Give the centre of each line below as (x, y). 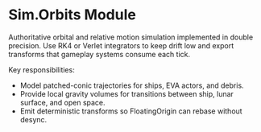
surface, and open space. (63, 102)
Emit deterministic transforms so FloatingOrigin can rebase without (131, 111)
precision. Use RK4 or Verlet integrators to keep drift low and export (121, 45)
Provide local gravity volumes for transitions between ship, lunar (126, 93)
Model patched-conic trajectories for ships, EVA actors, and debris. (132, 85)
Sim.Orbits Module (72, 15)
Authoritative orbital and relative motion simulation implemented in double (131, 37)
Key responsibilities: (41, 69)
